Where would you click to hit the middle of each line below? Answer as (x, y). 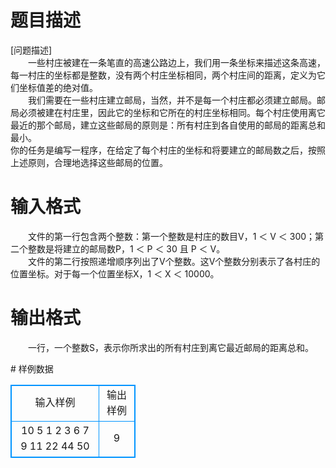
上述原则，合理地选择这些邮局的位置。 (89, 162)
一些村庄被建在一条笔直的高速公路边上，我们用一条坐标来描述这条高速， (176, 62)
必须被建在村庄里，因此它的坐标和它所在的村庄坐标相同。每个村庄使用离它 (172, 112)
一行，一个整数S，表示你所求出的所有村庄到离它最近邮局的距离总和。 (170, 347)
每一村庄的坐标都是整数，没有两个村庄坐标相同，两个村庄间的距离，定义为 (163, 75)
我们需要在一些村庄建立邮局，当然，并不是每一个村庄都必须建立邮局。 (172, 100)
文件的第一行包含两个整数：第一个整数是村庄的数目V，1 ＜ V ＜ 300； (171, 236)
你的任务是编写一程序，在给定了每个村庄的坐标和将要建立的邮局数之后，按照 (168, 150)
